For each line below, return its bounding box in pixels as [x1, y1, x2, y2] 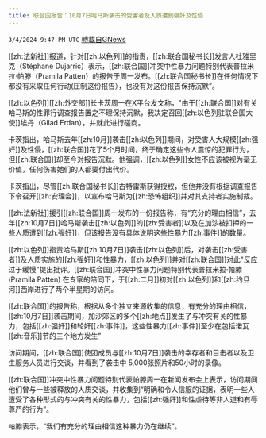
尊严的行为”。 [8, 404, 54, 413]
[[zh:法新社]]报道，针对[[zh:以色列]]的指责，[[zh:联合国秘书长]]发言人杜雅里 [8, 51, 256, 60]
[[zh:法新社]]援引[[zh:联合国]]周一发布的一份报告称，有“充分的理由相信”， [8, 208, 250, 217]
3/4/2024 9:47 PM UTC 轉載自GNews [8, 34, 126, 44]
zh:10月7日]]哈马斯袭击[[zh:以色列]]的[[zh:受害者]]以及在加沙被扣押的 [20, 217, 247, 227]
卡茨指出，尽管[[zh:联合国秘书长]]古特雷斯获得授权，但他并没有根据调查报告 [8, 181, 258, 190]
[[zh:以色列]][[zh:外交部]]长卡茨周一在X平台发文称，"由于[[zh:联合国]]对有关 [8, 98, 258, 107]
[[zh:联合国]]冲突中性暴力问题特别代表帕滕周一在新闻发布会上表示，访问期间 [8, 375, 258, 384]
